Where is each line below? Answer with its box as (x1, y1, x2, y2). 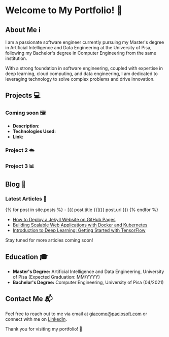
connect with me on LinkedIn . (5, 316, 67, 322)
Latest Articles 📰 (5, 195, 47, 202)
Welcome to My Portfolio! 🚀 (5, 5, 123, 16)
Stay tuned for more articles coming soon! (5, 237, 93, 243)
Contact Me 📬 (5, 294, 53, 304)
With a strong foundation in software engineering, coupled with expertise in (5, 65, 163, 71)
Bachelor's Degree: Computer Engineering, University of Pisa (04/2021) (12, 279, 164, 286)
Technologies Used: (12, 128, 56, 134)
